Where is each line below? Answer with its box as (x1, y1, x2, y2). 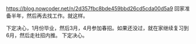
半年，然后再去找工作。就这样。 (11, 12, 88, 19)
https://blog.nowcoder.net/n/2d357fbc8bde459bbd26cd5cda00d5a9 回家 (6, 5, 185, 12)
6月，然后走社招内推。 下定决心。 (6, 32, 88, 39)
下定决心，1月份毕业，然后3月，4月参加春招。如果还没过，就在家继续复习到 (6, 25, 189, 31)
